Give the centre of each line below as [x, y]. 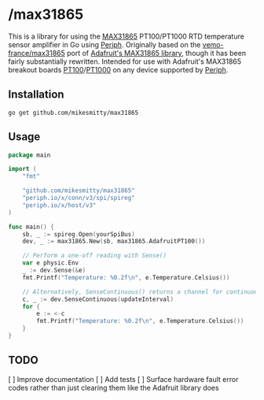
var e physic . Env [51, 263]
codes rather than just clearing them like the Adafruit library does [114, 387]
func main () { [31, 227]
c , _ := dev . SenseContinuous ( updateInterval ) [98, 299]
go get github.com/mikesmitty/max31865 [73, 113]
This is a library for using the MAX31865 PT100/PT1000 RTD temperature [126, 36]
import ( [22, 169]
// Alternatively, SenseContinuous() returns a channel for [123, 292]
